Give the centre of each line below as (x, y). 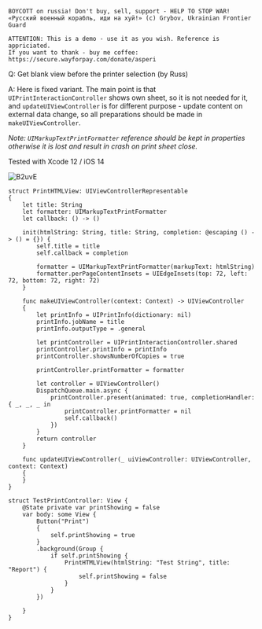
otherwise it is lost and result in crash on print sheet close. (103, 146)
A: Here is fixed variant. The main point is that (82, 89)
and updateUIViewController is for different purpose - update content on (125, 106)
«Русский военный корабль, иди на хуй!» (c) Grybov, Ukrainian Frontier (130, 18)
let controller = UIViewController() (98, 384)
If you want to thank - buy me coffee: (74, 53)
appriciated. (30, 46)
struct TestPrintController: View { (68, 501)
